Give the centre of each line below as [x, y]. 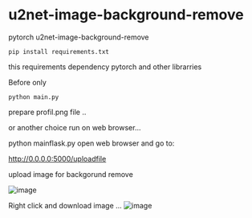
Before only [27, 82]
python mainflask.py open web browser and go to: [91, 143]
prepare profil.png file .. [47, 112]
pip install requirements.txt [59, 51]
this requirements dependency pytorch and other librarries [105, 67]
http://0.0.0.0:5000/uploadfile [57, 158]
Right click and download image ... [65, 205]
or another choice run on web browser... [75, 127]
